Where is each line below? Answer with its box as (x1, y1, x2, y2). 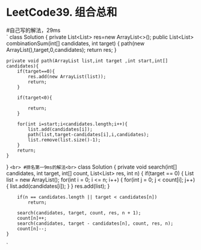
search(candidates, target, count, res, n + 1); (17, 210, 141, 216)
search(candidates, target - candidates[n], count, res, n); (17, 220, 173, 227)
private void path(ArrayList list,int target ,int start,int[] (6, 58, 169, 64)
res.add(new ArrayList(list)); (28, 73, 107, 80)
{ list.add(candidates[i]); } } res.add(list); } (6, 182, 110, 190)
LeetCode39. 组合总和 (6, 5, 117, 19)
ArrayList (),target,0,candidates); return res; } (6, 46, 117, 53)
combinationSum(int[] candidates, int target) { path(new (6, 40, 145, 47)
